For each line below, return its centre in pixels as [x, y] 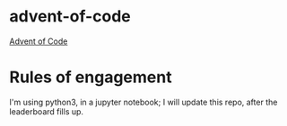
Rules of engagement [91, 77]
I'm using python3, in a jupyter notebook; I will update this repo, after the [143, 102]
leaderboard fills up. [46, 111]
